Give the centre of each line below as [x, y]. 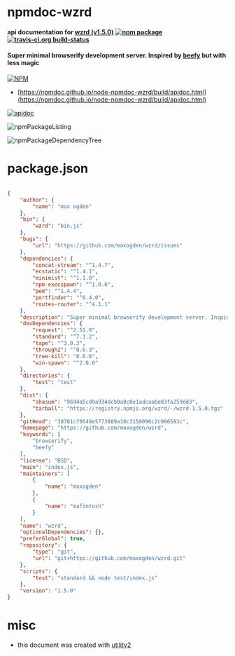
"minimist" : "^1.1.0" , [65, 278]
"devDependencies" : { [51, 324]
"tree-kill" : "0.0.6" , [65, 356]
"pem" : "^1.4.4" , [57, 292]
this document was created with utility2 [74, 645]
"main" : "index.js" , [50, 467]
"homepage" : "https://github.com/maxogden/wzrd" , [94, 428]
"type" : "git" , [55, 552]
